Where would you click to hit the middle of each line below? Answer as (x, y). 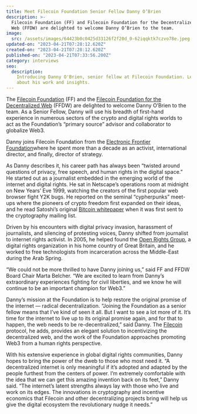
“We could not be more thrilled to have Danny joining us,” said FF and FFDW (98, 270)
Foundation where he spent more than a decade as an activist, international (96, 148)
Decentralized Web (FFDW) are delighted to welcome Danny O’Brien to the (96, 105)
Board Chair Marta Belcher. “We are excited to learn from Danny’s (85, 276)
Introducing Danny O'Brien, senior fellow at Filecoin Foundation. (101, 77)
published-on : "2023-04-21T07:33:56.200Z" (59, 55)
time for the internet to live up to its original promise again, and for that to (94, 318)
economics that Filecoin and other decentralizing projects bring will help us (97, 398)
